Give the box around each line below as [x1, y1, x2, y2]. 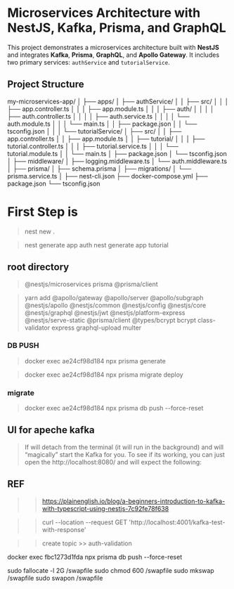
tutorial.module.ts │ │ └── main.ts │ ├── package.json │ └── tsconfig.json [7, 149, 227, 157]
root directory [7, 261, 70, 273]
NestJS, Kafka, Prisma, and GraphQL [7, 20, 226, 36]
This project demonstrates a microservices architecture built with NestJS [7, 43, 219, 51]
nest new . [24, 227, 55, 235]
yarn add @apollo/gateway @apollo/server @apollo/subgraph [24, 293, 204, 302]
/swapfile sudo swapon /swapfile [7, 574, 103, 582]
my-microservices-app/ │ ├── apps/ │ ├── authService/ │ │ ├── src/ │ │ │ [7, 97, 229, 105]
